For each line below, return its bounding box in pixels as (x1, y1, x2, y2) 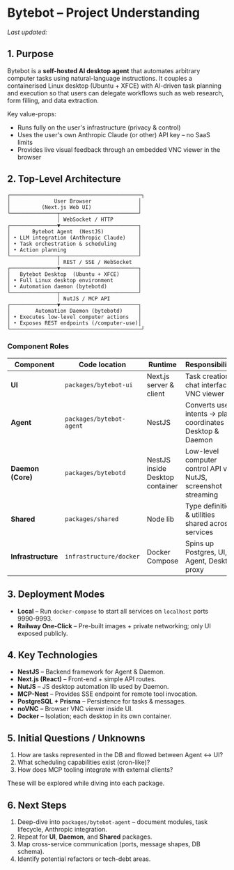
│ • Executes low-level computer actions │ (7, 313, 141, 320)
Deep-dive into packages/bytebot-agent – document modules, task (17, 818, 208, 826)
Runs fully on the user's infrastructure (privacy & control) (17, 123, 181, 132)
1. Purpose (7, 48, 54, 60)
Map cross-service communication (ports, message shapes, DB (17, 840, 201, 848)
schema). (17, 848, 45, 856)
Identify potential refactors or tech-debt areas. (17, 855, 151, 863)
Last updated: (7, 28, 47, 36)
